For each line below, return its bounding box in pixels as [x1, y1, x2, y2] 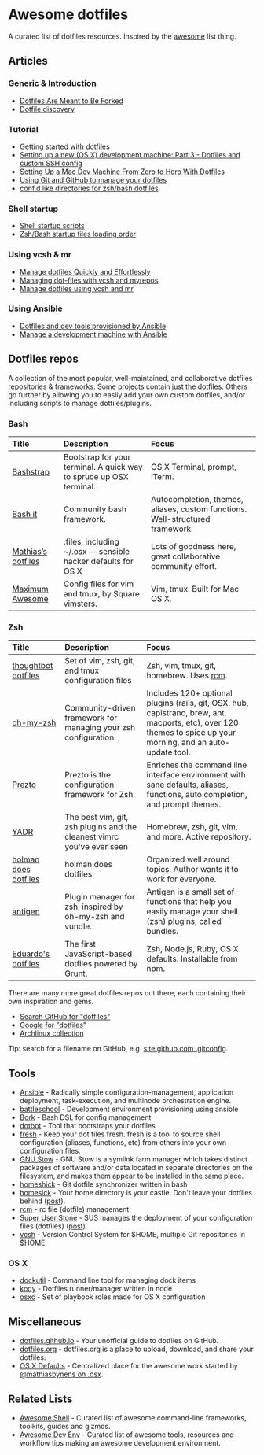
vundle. [64, 921, 93, 932]
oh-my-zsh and [64, 911, 125, 922]
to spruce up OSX [63, 471, 130, 482]
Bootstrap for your [63, 451, 131, 462]
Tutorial [8, 124, 38, 135]
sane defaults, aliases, [146, 779, 229, 790]
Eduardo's [12, 948, 50, 959]
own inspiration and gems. [8, 997, 94, 1006]
